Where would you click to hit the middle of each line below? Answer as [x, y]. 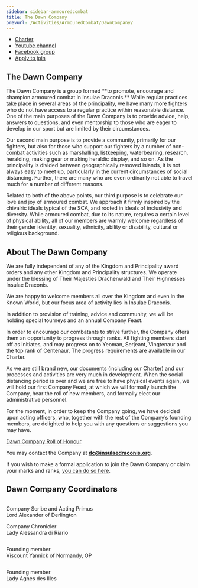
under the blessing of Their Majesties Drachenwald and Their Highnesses [96, 279]
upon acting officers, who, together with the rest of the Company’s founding [99, 418]
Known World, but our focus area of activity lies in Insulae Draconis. [89, 303]
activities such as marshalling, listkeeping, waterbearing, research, [107, 153]
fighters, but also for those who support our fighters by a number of [89, 147]
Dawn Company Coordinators [62, 489]
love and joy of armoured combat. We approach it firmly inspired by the [93, 202]
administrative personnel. [37, 400]
